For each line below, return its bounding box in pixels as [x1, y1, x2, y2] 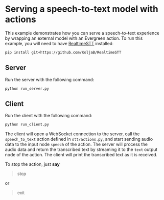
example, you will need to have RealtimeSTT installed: [5, 40, 114, 46]
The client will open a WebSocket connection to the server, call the [5, 131, 140, 137]
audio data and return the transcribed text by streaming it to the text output [5, 147, 158, 152]
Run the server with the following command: [5, 76, 94, 82]
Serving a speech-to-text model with [5, 3, 158, 15]
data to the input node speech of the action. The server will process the [5, 141, 148, 148]
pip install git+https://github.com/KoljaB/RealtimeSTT [5, 50, 121, 55]
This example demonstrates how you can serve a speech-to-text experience [5, 30, 160, 36]
